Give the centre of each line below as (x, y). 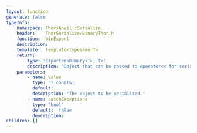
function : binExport (43, 39)
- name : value (44, 77)
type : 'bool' (48, 104)
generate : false (26, 17)
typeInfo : (18, 22)
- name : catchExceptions (57, 99)
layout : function (27, 11)
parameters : (31, 72)
